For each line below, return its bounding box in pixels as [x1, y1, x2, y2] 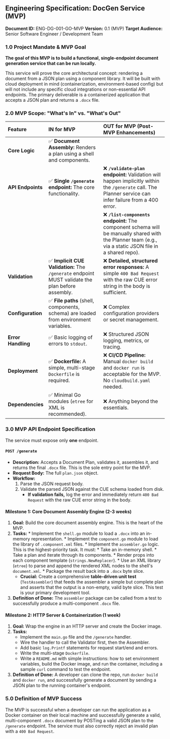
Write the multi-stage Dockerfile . [20, 650, 90, 656]
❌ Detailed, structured [103, 257, 158, 264]
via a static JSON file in [103, 243, 158, 250]
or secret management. [103, 316, 159, 323]
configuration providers [103, 310, 159, 317]
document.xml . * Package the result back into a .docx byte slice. [12, 568, 145, 574]
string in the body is [103, 283, 150, 290]
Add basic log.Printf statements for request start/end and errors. [20, 645, 158, 651]
